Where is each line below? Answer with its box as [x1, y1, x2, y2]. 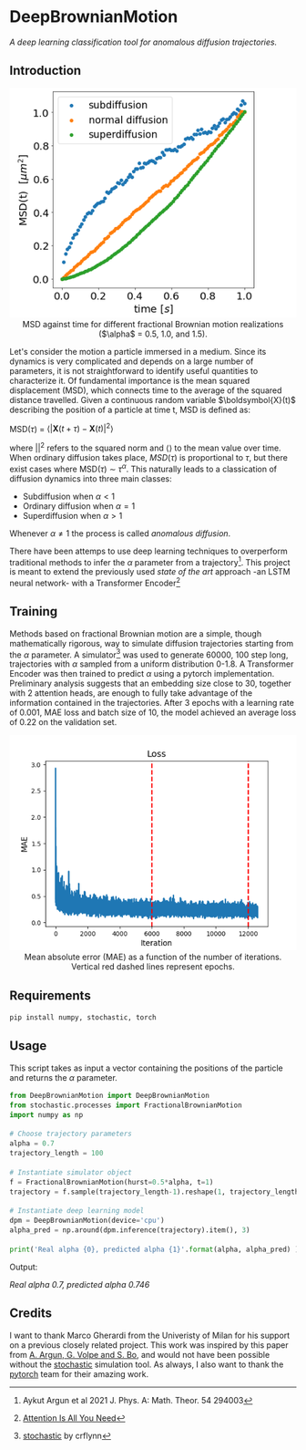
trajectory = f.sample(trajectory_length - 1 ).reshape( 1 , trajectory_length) [9, 1187, 303, 1196]
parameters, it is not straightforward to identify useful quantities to [9, 365, 259, 376]
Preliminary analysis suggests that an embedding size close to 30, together [9, 678, 291, 689]
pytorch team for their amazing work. [9, 1368, 148, 1379]
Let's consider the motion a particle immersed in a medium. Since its [9, 346, 267, 357]
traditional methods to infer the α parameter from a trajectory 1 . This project [9, 554, 291, 567]
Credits [9, 1306, 53, 1321]
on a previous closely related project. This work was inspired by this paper [9, 1339, 289, 1351]
